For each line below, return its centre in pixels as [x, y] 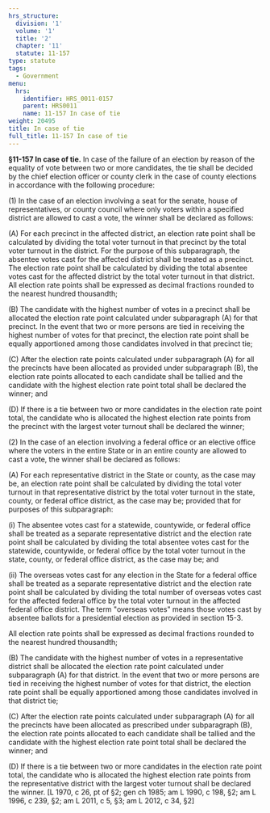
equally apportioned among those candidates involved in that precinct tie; [131, 343]
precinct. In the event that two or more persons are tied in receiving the [127, 326]
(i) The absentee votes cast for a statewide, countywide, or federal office [130, 524]
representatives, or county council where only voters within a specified [126, 209]
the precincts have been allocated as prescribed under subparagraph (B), [130, 725]
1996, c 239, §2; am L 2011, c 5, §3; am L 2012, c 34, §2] [102, 800]
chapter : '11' [39, 46]
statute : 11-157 [43, 53]
